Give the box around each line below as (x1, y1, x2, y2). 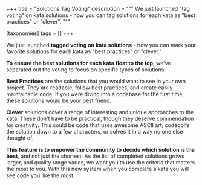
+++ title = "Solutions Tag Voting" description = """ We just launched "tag (6, 5, 191, 12)
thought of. (6, 134, 34, 141)
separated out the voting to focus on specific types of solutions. (6, 66, 166, 73)
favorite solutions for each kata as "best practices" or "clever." (6, 48, 162, 55)
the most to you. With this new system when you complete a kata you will (6, 166, 189, 172)
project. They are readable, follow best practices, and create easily (6, 84, 173, 91)
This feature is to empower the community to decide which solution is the (6, 146, 195, 153)
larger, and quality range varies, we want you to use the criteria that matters (6, 159, 195, 166)
